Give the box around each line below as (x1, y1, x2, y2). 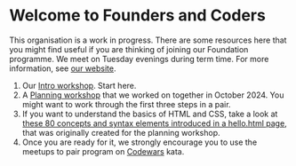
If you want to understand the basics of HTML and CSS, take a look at (21, 108, 278, 119)
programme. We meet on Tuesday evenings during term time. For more (9, 53, 269, 64)
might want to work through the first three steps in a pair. (21, 99, 231, 109)
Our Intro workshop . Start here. (21, 80, 137, 91)
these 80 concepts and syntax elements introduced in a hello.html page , (21, 117, 287, 129)
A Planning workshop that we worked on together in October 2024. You (21, 90, 284, 100)
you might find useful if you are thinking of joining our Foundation (9, 43, 249, 54)
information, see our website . (9, 63, 116, 74)
